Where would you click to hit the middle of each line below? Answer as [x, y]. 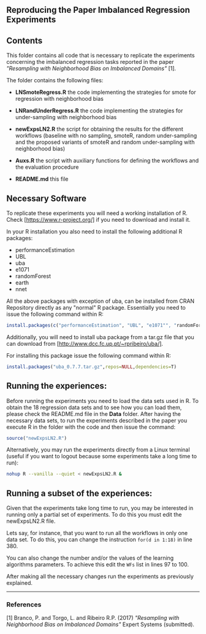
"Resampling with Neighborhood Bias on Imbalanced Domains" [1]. [91, 68]
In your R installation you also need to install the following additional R [94, 232]
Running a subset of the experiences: [79, 493]
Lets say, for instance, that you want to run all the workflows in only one [97, 533]
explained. [19, 583]
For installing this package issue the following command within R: [89, 355]
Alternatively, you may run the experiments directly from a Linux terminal [98, 450]
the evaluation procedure [47, 167]
